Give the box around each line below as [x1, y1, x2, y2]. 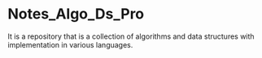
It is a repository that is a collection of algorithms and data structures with [7, 31, 255, 41]
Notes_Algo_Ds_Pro [7, 5, 145, 23]
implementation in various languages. [7, 39, 133, 49]
